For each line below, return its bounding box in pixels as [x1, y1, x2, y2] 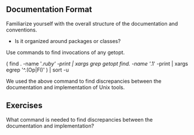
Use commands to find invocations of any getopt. [6, 49, 125, 56]
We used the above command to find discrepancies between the [6, 77, 162, 84]
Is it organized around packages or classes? [14, 37, 121, 44]
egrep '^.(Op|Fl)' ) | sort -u [6, 66, 69, 73]
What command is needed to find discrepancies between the [6, 116, 153, 123]
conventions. [6, 26, 37, 33]
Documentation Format [6, 5, 92, 15]
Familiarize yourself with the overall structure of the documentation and [6, 20, 178, 27]
